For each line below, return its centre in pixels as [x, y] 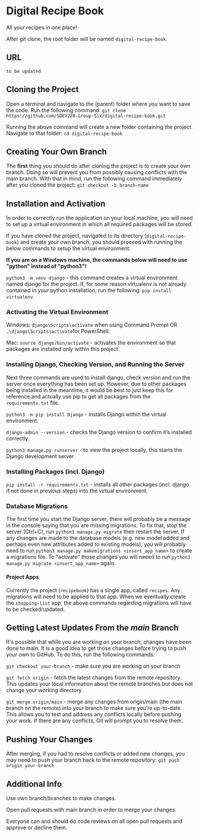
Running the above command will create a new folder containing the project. [99, 127]
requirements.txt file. [33, 403]
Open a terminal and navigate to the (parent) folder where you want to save [98, 104]
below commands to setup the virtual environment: [68, 248]
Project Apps [23, 577]
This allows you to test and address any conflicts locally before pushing [94, 715]
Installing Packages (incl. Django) [56, 472]
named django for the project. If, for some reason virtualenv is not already [97, 284]
